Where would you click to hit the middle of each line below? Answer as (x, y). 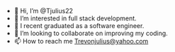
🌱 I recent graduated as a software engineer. (79, 26)
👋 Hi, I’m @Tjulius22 (43, 11)
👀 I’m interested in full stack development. (75, 18)
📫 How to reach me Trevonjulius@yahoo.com (81, 41)
